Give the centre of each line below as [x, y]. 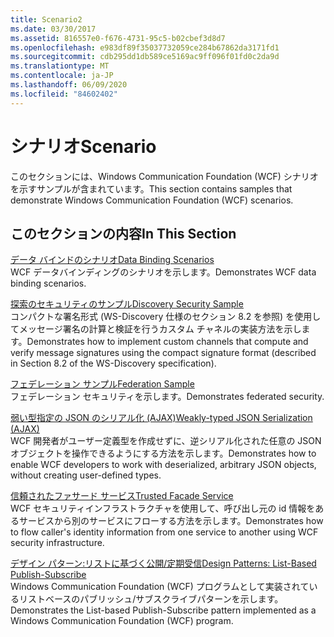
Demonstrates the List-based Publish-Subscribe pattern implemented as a [163, 610]
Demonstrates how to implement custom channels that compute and [167, 342]
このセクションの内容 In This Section [123, 233]
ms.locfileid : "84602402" [64, 94]
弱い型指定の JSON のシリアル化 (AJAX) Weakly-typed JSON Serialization [161, 418]
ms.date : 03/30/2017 [53, 29]
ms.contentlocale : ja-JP [62, 76]
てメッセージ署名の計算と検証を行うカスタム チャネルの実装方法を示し [156, 329]
